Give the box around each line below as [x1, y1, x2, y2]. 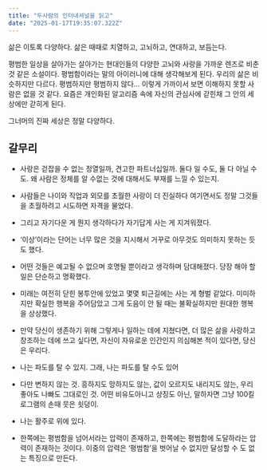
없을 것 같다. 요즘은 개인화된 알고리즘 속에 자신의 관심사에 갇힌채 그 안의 [22, 89, 246, 98]
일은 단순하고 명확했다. [19, 272, 91, 282]
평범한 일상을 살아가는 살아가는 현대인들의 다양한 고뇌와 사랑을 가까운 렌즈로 [8, 59, 245, 69]
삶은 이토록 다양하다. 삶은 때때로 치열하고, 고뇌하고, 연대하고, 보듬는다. [8, 41, 227, 52]
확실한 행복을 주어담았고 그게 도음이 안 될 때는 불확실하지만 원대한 [34, 298, 239, 308]
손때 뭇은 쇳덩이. [47, 400, 100, 409]
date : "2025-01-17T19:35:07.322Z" [8, 19, 124, 27]
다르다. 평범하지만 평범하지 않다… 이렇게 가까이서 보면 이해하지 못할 [35, 79, 246, 89]
